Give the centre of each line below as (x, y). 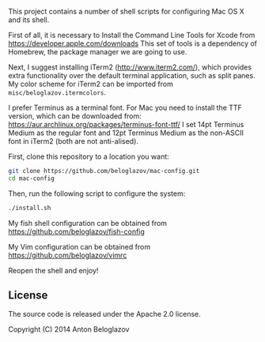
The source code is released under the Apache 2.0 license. (105, 314)
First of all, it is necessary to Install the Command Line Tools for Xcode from (132, 35)
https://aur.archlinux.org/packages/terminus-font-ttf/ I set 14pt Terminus (126, 124)
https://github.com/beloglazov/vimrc (68, 255)
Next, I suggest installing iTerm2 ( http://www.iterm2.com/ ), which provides (130, 67)
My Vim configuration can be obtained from (79, 246)
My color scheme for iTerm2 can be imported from (91, 84)
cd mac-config (32, 178)
